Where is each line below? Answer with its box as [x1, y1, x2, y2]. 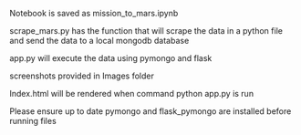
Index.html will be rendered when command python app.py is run [9, 88, 254, 99]
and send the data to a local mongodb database [9, 36, 190, 46]
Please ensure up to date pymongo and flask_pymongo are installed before [9, 106, 292, 117]
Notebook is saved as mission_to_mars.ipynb [9, 8, 179, 18]
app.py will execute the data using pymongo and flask [9, 53, 213, 63]
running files [9, 116, 57, 126]
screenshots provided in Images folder [9, 70, 155, 81]
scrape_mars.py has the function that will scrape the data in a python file [9, 26, 283, 36]
